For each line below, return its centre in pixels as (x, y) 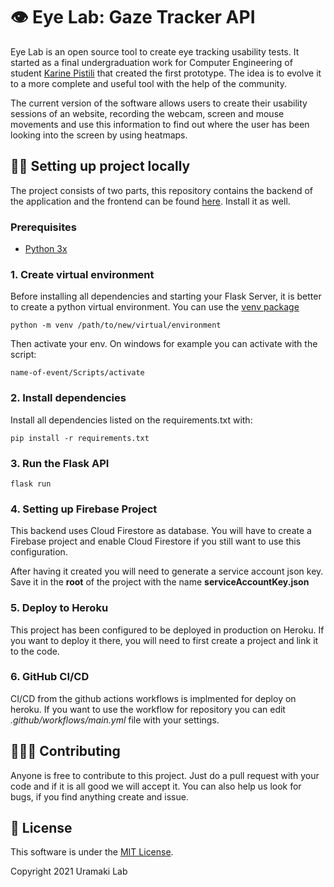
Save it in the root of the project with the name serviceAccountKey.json (160, 582)
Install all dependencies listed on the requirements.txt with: (131, 420)
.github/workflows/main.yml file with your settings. (115, 720)
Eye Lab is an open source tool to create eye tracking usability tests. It (155, 51)
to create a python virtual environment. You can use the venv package (155, 307)
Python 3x (46, 249)
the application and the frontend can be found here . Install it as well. (150, 201)
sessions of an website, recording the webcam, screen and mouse (147, 113)
